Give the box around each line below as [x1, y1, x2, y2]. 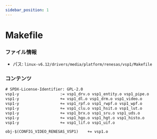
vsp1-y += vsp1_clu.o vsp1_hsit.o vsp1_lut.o [5, 105, 143, 111]
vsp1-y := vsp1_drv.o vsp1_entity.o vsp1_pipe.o [5, 92, 149, 97]
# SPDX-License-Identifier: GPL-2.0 [5, 87, 83, 92]
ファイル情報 [5, 48, 37, 55]
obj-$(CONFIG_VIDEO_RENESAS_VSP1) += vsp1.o [5, 129, 109, 134]
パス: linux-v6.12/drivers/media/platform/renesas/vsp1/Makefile [12, 61, 152, 67]
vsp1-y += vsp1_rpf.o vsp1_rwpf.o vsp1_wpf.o [5, 101, 143, 106]
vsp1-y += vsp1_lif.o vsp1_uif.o [5, 120, 115, 125]
